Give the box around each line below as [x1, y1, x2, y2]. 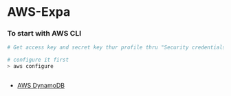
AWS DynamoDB [16, 82, 65, 90]
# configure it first [7, 56, 69, 64]
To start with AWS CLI [7, 29, 82, 38]
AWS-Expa [7, 4, 71, 20]
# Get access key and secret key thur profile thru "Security [7, 44, 189, 51]
